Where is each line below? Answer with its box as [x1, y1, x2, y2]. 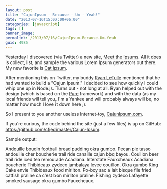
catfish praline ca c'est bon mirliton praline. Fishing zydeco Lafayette [5, 172, 149, 178]
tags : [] [5, 26, 24, 31]
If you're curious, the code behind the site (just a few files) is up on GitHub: [5, 120, 161, 127]
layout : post [5, 7, 33, 13]
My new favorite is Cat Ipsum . [5, 65, 67, 71]
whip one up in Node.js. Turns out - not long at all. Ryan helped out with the [5, 85, 162, 91]
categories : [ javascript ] [5, 21, 60, 27]
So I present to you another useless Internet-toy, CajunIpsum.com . [5, 111, 144, 117]
